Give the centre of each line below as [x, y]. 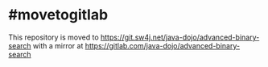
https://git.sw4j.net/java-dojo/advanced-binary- [180, 37]
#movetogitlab [58, 15]
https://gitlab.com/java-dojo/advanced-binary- [162, 45]
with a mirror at [58, 45]
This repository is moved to [54, 37]
